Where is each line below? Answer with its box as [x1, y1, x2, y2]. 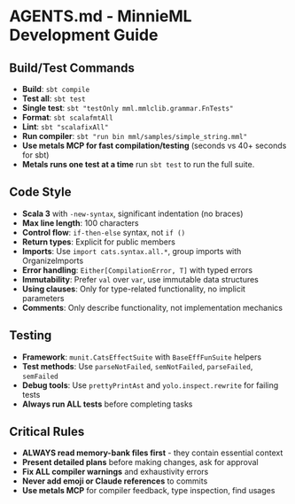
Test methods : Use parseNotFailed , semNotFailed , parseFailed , [21, 361, 253, 371]
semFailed [21, 372, 59, 381]
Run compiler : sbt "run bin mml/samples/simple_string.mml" [21, 131, 248, 141]
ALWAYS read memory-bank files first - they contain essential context [21, 447, 283, 458]
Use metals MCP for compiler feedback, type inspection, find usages [21, 485, 276, 496]
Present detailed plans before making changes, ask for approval [21, 457, 259, 468]
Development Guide [9, 25, 159, 45]
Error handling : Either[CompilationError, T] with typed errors [21, 264, 253, 275]
